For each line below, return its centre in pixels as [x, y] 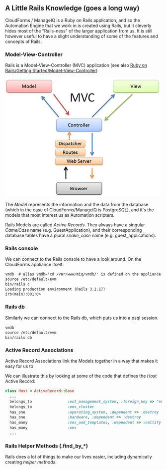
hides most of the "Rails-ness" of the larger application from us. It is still [79, 31]
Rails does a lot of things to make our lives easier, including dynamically [79, 457]
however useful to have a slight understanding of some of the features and [82, 36]
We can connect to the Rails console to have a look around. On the [73, 259]
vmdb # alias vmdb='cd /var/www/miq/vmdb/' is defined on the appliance [83, 274]
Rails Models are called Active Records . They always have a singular [75, 225]
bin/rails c [17, 284]
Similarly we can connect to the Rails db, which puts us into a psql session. [82, 318]
